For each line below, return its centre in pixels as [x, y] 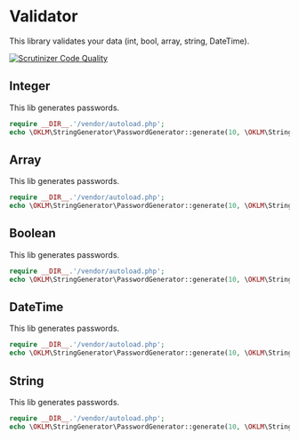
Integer [30, 86]
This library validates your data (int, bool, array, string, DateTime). [129, 41]
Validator [44, 16]
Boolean [32, 233]
